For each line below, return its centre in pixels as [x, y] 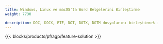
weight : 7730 [18, 14]
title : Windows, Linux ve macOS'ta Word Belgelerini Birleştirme [72, 9]
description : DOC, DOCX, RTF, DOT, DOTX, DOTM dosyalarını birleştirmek [80, 23]
